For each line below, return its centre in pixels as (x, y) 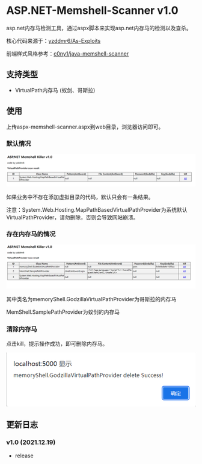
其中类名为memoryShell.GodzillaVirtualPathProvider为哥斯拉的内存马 (91, 299)
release (24, 456)
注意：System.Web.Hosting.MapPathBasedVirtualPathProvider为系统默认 (97, 209)
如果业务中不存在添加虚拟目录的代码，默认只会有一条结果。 (80, 197)
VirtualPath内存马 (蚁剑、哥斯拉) (55, 90)
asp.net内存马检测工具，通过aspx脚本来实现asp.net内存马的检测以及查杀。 (99, 28)
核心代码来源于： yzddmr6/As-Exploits (54, 40)
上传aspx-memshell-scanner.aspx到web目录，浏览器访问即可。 (85, 127)
